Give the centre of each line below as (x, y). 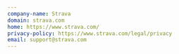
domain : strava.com (36, 20)
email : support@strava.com (47, 40)
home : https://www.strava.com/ (53, 27)
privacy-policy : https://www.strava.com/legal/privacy (90, 33)
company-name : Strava (39, 14)
